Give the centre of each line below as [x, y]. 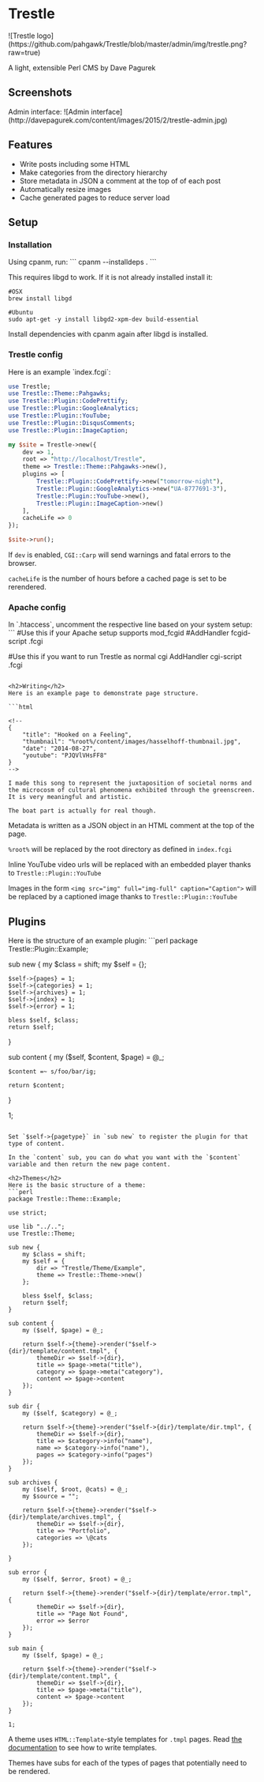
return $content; [37, 1086]
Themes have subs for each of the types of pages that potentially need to [128, 1763]
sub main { [26, 1648]
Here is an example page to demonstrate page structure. [104, 693]
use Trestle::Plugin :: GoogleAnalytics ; [74, 409]
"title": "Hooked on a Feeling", [77, 735]
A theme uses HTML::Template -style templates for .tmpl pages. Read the [125, 1739]
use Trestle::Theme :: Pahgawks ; [59, 394]
